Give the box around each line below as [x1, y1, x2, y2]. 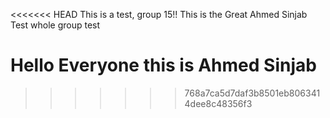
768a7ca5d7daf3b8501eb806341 [184, 87, 321, 99]
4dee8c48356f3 [184, 97, 253, 109]
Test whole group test [10, 19, 101, 31]
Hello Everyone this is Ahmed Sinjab [10, 54, 317, 77]
